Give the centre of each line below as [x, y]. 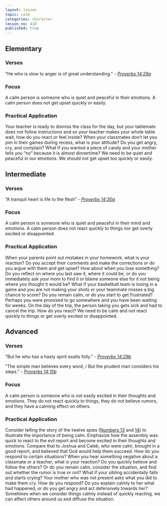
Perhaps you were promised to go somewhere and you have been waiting [81, 300]
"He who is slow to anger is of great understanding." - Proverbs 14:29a [78, 73]
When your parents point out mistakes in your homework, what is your [77, 257]
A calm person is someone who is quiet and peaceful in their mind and [78, 223]
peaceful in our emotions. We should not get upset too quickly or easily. [79, 158]
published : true [22, 28]
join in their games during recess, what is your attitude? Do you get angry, [81, 142]
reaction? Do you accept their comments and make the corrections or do [80, 263]
